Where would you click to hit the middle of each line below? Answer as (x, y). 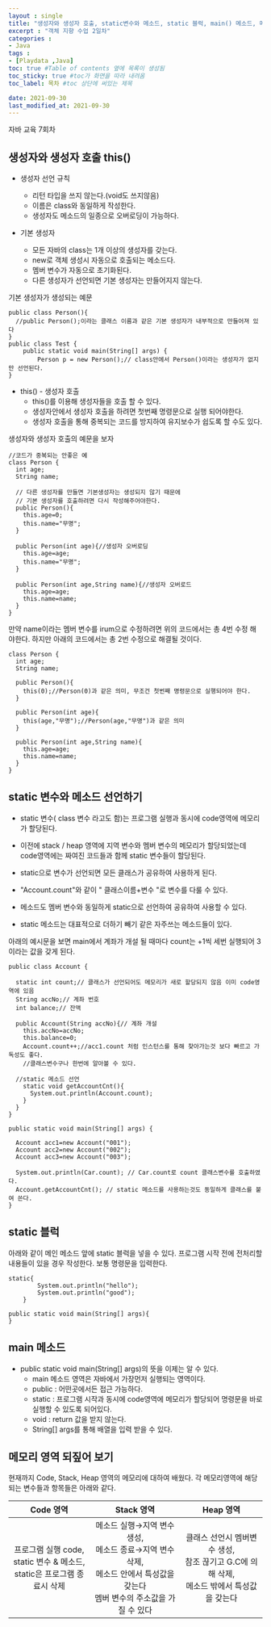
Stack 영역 (135, 1510)
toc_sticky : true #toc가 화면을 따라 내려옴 (77, 76)
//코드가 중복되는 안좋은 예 (48, 456)
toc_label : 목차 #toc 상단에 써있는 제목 (71, 83)
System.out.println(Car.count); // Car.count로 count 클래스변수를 (125, 1172)
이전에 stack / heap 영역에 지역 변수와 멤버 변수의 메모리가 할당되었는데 (133, 845)
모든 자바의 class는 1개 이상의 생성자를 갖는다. (104, 250)
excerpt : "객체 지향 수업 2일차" (60, 31)
